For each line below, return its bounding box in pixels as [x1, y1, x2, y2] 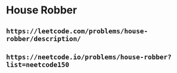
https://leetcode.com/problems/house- [6, 27, 148, 35]
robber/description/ [6, 34, 81, 43]
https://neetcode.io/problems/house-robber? [6, 53, 172, 61]
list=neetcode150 [6, 60, 69, 69]
